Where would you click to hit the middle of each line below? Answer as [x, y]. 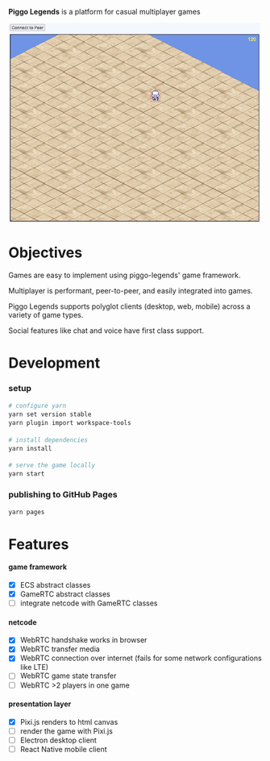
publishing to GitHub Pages [63, 495]
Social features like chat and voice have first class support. [106, 331]
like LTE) [34, 667]
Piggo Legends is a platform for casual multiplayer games [104, 12]
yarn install [30, 448]
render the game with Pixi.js [66, 731]
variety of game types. [46, 314]
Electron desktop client [58, 740]
